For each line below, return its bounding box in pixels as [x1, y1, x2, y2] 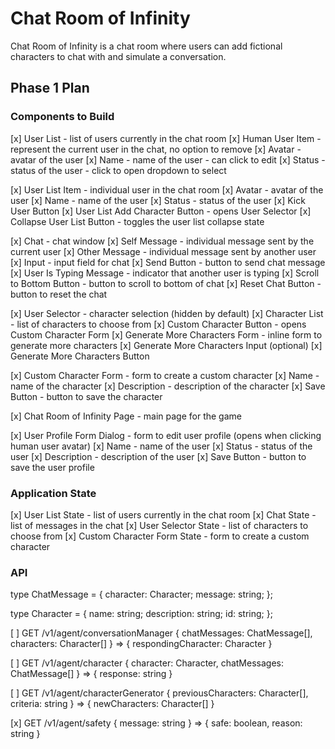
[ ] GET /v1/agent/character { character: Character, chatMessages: [10, 657, 284, 669]
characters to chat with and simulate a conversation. [10, 50, 227, 62]
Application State [10, 486, 97, 500]
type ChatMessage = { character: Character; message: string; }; [10, 588, 273, 601]
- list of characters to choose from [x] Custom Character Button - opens [10, 318, 307, 330]
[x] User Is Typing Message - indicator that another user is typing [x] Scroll [10, 267, 320, 279]
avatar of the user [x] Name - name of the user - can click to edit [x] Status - [10, 153, 326, 166]
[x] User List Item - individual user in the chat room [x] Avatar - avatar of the [10, 183, 324, 196]
